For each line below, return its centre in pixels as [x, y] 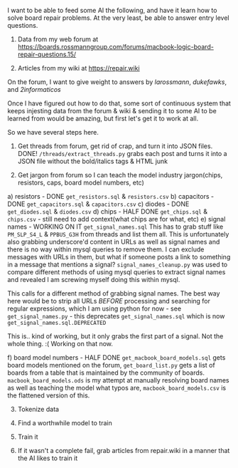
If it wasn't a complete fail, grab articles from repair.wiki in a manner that [124, 451]
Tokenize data [38, 409]
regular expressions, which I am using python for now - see [94, 308]
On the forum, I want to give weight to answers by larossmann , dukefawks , [117, 82]
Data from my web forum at [58, 39]
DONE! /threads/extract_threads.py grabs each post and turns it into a [122, 154]
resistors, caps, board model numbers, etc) [81, 182]
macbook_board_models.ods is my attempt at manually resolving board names [118, 380]
